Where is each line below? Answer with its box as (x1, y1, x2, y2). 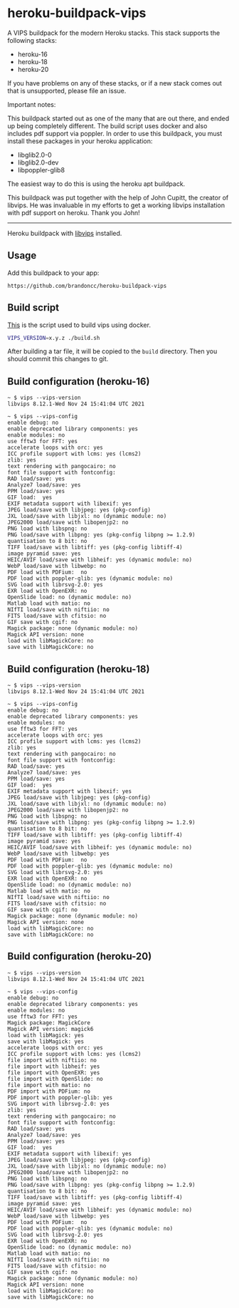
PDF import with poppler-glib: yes (7, 1094, 113, 1101)
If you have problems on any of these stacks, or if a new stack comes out (7, 78, 223, 87)
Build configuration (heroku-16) (7, 375, 150, 388)
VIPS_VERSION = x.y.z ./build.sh (7, 334, 100, 341)
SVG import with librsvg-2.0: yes (7, 1100, 110, 1107)
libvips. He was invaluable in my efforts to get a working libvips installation (7, 201, 225, 209)
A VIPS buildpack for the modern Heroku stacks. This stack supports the (7, 28, 221, 37)
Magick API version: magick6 (7, 1025, 94, 1032)
